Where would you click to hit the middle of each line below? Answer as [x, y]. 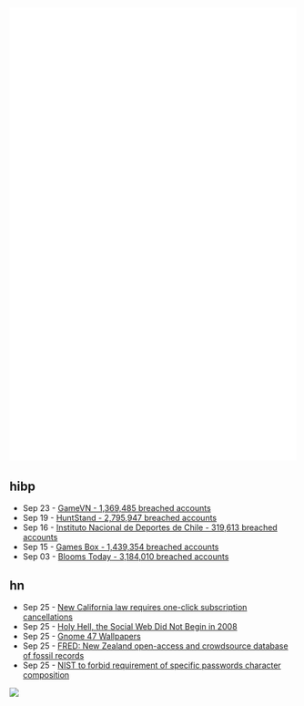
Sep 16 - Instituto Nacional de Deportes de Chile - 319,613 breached [150, 527]
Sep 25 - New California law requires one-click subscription [135, 608]
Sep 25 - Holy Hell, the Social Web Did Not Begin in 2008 [130, 627]
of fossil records [53, 656]
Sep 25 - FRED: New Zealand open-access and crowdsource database [155, 646]
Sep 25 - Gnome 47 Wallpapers [81, 637]
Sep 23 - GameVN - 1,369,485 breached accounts [117, 508]
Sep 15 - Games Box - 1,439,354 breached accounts [121, 547]
